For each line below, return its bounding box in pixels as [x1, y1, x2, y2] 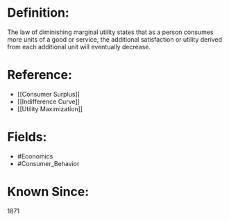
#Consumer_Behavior [17, 159, 80, 167]
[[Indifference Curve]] [17, 97, 80, 106]
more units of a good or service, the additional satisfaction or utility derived [7, 35, 223, 43]
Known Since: [7, 184, 90, 199]
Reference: [7, 67, 73, 83]
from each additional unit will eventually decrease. [7, 42, 151, 51]
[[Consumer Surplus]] [17, 90, 80, 98]
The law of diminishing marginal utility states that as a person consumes [7, 28, 214, 36]
